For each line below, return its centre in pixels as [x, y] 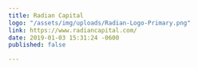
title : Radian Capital [46, 15]
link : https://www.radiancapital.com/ [73, 30]
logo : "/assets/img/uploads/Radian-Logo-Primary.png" [100, 23]
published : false [37, 45]
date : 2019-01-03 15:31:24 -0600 [64, 38]
